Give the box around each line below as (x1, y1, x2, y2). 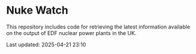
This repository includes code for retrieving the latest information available (6, 23, 191, 30)
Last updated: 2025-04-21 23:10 (6, 41, 86, 48)
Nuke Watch (6, 4, 69, 17)
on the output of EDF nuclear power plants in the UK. (6, 29, 137, 36)
